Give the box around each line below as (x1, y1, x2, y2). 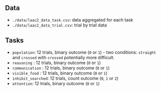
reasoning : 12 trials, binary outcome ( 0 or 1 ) (12, 60, 101, 66)
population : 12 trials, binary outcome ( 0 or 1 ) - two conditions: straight (12, 49, 156, 55)
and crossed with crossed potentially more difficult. (12, 54, 115, 60)
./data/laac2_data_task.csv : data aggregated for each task (12, 17, 134, 23)
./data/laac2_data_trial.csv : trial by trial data (12, 22, 107, 28)
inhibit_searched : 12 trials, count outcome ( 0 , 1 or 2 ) (12, 75, 119, 81)
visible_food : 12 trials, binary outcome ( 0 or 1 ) (12, 70, 108, 76)
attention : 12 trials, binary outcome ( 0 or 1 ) (12, 80, 100, 86)
